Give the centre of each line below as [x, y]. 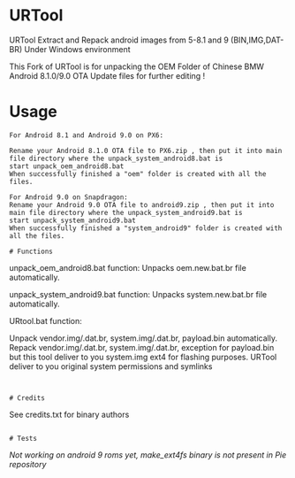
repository [28, 464]
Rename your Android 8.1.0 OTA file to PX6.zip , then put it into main [146, 150]
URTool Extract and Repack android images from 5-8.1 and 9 [119, 40]
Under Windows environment [77, 49]
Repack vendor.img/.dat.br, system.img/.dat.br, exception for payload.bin [142, 347]
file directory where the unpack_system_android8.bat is [116, 158]
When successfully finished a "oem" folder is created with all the [138, 173]
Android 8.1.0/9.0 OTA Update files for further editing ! [107, 75]
